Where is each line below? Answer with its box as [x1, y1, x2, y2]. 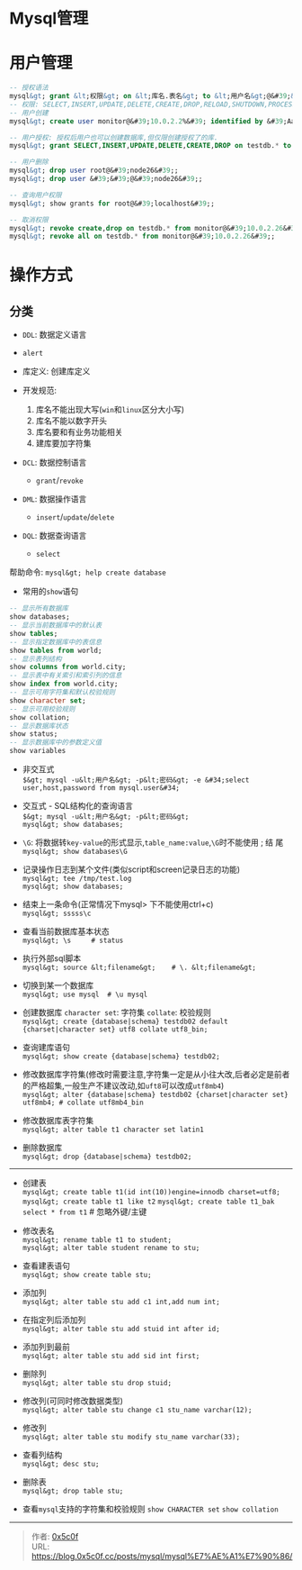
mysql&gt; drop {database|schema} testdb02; [22, 1152, 192, 1161]
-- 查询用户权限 [9, 190, 62, 199]
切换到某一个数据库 [22, 980, 94, 991]
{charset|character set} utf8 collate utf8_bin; [22, 1025, 209, 1034]
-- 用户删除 [9, 158, 49, 167]
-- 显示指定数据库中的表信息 [9, 637, 102, 647]
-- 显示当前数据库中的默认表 [9, 621, 102, 630]
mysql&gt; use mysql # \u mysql [22, 990, 148, 999]
